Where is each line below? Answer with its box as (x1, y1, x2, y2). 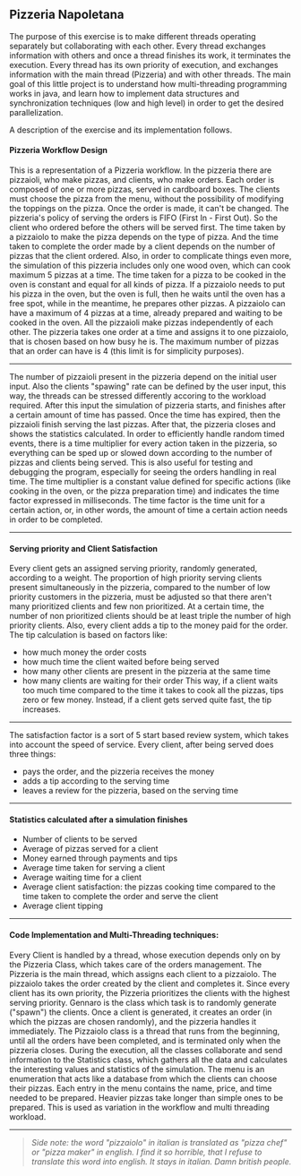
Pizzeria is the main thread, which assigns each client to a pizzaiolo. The (9, 968, 277, 979)
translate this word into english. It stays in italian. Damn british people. (30, 1155, 292, 1167)
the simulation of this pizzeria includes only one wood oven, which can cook (9, 260, 291, 271)
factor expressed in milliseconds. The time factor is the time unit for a (9, 495, 266, 506)
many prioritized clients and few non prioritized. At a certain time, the (9, 601, 264, 612)
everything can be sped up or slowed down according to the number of (9, 448, 273, 459)
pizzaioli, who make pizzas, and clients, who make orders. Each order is (9, 175, 275, 185)
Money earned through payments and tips (21, 853, 178, 863)
